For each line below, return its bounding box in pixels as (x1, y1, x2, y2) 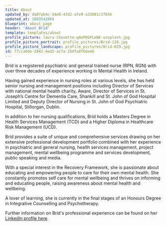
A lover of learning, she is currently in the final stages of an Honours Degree (5, 195, 162, 201)
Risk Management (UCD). (5, 124, 58, 130)
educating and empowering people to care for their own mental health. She (5, 169, 159, 175)
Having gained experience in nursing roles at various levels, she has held (5, 77, 155, 83)
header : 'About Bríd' (5, 26, 50, 31)
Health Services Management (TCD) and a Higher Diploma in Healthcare (5, 119, 154, 125)
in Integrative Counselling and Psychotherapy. (5, 200, 99, 206)
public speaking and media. (5, 154, 62, 160)
